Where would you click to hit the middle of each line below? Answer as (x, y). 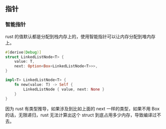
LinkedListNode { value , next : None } (64, 89)
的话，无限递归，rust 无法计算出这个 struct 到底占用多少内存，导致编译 (79, 115)
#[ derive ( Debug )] (23, 52)
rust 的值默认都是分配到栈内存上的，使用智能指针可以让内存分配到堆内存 (80, 36)
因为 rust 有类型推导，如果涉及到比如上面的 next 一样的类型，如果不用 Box (82, 109)
